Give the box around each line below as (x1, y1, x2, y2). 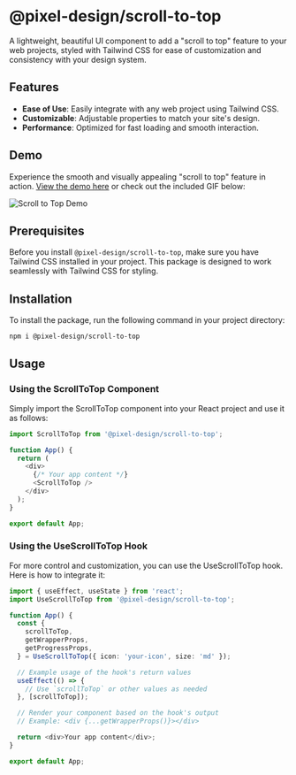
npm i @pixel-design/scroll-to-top (9, 332, 140, 341)
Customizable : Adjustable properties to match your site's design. (21, 112, 261, 123)
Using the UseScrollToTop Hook (9, 540, 148, 552)
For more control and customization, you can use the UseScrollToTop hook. (9, 560, 284, 571)
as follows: (9, 412, 49, 423)
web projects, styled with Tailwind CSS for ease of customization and (9, 44, 262, 55)
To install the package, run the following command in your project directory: (9, 315, 285, 326)
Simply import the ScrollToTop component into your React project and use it (9, 403, 285, 413)
